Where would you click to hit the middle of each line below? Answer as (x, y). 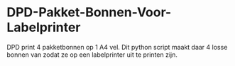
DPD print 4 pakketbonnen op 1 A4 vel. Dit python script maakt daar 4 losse (117, 47)
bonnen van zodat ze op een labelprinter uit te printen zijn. (92, 55)
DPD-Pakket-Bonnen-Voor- (89, 12)
